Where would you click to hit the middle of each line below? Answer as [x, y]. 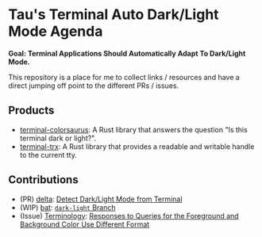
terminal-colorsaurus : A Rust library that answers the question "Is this [133, 129]
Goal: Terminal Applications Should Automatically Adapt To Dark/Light [127, 53]
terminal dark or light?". [58, 138]
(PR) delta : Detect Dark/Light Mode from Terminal [101, 199]
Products [31, 111]
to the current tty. [48, 155]
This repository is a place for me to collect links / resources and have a [124, 77]
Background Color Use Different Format [85, 224]
